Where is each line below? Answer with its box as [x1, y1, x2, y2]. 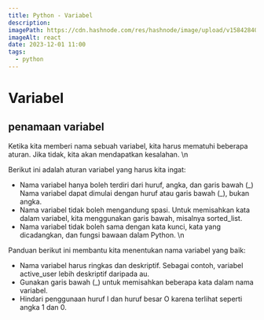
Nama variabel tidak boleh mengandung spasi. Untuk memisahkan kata [19, 205, 250, 215]
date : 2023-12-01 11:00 [8, 41, 86, 49]
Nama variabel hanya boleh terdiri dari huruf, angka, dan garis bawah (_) [19, 180, 254, 189]
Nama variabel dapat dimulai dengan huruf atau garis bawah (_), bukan [19, 188, 250, 197]
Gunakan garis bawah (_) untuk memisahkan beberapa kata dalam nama [19, 277, 254, 287]
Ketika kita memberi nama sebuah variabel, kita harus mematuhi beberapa [8, 141, 248, 150]
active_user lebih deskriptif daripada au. [19, 269, 150, 278]
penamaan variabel [8, 120, 104, 134]
